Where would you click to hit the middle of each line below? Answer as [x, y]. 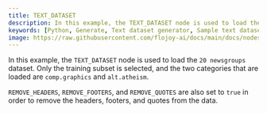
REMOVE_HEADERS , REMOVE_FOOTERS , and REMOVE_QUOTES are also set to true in [128, 92]
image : [19, 38]
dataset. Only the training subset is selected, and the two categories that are [133, 69]
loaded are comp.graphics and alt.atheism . [79, 77]
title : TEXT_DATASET [43, 15]
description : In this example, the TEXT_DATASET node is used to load [128, 23]
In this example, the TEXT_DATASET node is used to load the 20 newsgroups [127, 60]
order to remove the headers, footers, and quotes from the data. [113, 100]
